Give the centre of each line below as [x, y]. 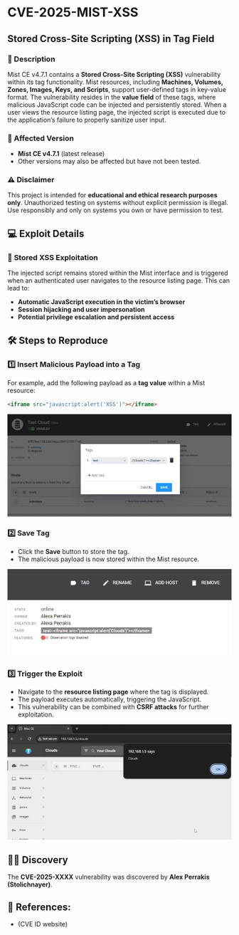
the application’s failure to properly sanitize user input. [87, 120]
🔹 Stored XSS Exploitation [53, 257]
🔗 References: [39, 907]
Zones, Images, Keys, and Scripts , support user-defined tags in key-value [117, 89]
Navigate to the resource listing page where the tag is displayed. [113, 692]
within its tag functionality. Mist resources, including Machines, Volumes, [115, 82]
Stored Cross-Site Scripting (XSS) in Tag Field [111, 39]
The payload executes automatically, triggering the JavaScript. [110, 699]
